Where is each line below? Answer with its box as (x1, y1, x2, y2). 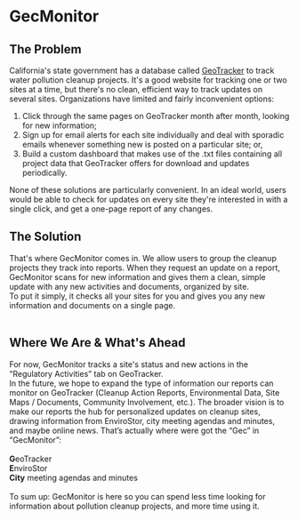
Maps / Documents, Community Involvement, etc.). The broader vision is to (9, 396, 285, 407)
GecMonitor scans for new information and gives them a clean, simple (9, 271, 266, 282)
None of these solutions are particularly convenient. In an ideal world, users (9, 185, 286, 195)
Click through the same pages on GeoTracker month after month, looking (21, 111, 290, 121)
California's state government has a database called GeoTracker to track (9, 65, 275, 76)
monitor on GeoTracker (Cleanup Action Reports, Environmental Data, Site (9, 387, 280, 397)
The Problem (9, 42, 82, 57)
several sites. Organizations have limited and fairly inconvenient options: (9, 93, 274, 104)
